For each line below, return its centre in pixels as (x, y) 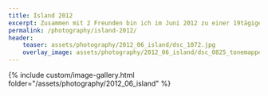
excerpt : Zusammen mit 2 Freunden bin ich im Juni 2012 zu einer (119, 23)
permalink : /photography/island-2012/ (73, 30)
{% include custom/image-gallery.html (71, 75)
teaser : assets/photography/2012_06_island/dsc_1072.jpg (119, 45)
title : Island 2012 (41, 15)
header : (21, 38)
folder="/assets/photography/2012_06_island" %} (90, 83)
